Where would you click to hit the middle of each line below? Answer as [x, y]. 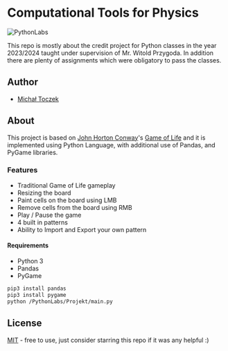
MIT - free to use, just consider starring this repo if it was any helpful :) [108, 340]
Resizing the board [44, 193]
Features [23, 170]
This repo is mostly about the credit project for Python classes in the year [112, 45]
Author [23, 82]
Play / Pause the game [49, 215]
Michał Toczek [38, 99]
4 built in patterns [42, 222]
